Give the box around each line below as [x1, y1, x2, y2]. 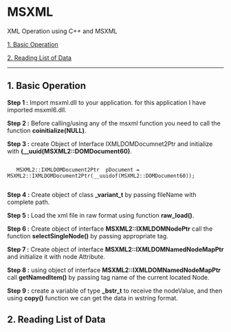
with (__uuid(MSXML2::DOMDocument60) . [7, 147, 132, 155]
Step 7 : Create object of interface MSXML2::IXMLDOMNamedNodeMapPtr [7, 245, 224, 253]
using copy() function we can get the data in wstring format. [7, 293, 179, 302]
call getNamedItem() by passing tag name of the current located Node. [7, 273, 210, 281]
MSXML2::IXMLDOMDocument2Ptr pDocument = [16, 166, 140, 173]
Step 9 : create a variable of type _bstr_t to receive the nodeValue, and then [7, 287, 223, 295]
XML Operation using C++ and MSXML [7, 27, 118, 35]
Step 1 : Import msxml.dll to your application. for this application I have [7, 98, 206, 107]
